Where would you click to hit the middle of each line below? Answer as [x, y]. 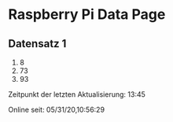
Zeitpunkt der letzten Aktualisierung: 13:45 [77, 94]
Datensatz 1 [37, 44]
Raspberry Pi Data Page [87, 15]
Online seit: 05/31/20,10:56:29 [56, 109]
